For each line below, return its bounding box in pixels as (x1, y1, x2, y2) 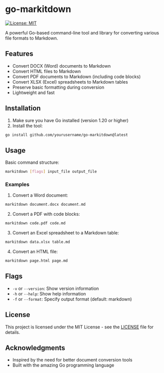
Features (5, 50, 33, 58)
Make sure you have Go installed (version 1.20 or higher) (12, 117, 129, 123)
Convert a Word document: (12, 192, 68, 198)
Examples (5, 181, 30, 188)
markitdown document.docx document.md (5, 202, 86, 207)
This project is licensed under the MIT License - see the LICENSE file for (5, 324, 154, 330)
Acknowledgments (5, 343, 66, 352)
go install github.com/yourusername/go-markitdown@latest (5, 132, 128, 137)
